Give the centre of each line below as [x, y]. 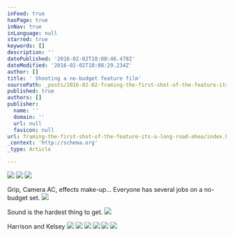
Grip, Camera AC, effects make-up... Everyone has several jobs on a [105, 189]
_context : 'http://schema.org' [53, 143]
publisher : [23, 104]
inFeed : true [26, 14]
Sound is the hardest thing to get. [55, 212]
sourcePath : [24, 85]
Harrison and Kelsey [36, 226]
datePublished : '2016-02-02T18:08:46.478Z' [71, 59]
